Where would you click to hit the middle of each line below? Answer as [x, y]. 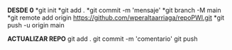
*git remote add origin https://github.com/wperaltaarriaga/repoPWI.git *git [116, 18]
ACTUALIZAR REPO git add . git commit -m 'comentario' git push [103, 39]
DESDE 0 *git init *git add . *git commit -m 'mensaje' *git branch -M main [114, 10]
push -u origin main [36, 25]
